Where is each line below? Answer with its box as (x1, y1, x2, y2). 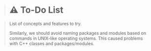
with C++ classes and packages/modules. (9, 40, 95, 46)
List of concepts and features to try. (9, 21, 82, 26)
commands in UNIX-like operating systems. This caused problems (9, 35, 143, 41)
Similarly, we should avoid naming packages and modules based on (9, 30, 147, 36)
